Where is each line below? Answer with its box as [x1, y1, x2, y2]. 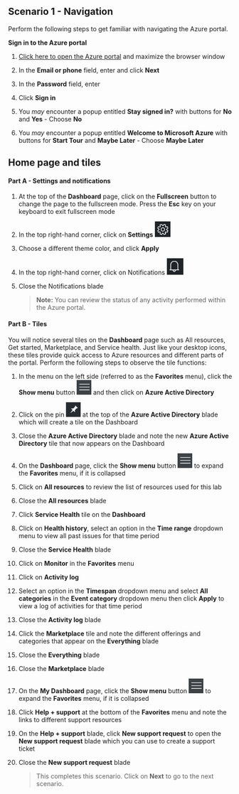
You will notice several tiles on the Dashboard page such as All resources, [8, 336, 226, 344]
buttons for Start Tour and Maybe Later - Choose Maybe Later [18, 136, 204, 144]
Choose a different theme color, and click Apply [18, 245, 159, 253]
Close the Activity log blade [18, 615, 102, 624]
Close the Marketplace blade [18, 664, 105, 672]
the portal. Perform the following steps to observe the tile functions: [8, 358, 207, 367]
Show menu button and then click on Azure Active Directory [18, 387, 215, 397]
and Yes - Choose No [18, 114, 83, 123]
